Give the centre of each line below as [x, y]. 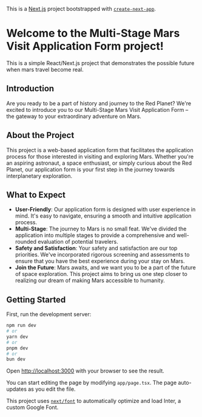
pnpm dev [17, 348]
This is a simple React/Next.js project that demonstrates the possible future [100, 63]
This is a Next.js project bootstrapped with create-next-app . [81, 9]
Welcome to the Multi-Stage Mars [93, 33]
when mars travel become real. [45, 69]
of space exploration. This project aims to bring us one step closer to [101, 274]
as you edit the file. [52, 389]
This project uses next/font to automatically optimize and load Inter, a [94, 401]
